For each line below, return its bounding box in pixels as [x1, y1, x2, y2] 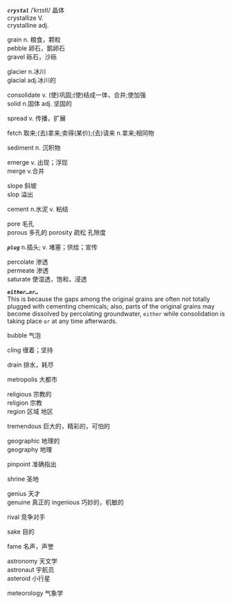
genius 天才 [7, 490, 41, 497]
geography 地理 [7, 446, 53, 453]
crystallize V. [7, 14, 44, 22]
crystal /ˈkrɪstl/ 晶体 [7, 6, 64, 14]
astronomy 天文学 [7, 557, 57, 565]
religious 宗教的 [7, 390, 52, 398]
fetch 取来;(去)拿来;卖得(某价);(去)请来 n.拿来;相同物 [7, 129, 154, 137]
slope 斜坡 [7, 182, 37, 190]
